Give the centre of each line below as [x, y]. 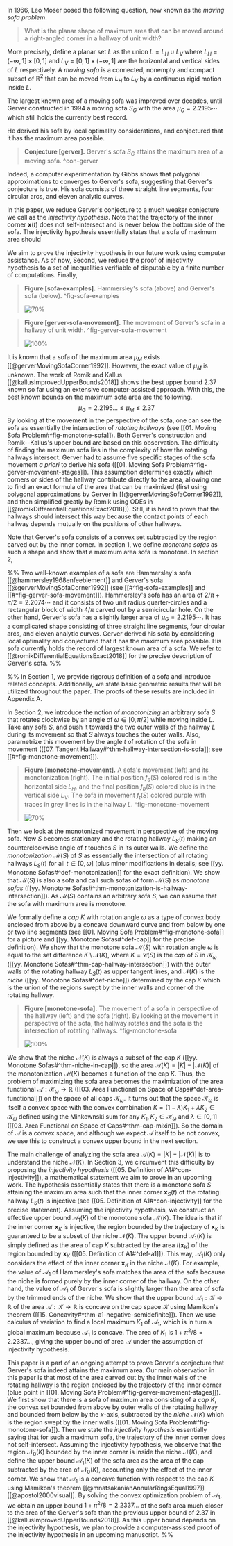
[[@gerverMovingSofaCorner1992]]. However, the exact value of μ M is [107, 367]
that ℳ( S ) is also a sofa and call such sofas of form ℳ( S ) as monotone [109, 880]
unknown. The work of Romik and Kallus [65, 375]
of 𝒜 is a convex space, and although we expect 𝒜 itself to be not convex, [114, 1133]
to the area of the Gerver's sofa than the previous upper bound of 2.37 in [111, 1513]
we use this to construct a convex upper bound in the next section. [103, 1141]
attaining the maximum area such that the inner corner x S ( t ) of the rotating [113, 1193]
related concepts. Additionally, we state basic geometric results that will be [114, 684]
